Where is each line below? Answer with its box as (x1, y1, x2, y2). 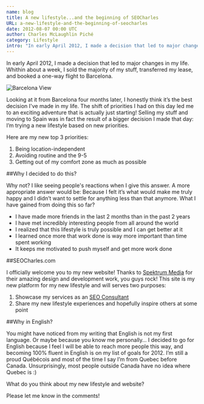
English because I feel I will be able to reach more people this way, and (6, 343, 183, 350)
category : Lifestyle (6, 37, 59, 43)
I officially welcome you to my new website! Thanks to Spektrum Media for (6, 269, 193, 276)
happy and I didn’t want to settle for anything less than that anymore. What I (6, 194, 196, 202)
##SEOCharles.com (6, 256, 56, 264)
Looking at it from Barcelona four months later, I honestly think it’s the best (6, 95, 192, 103)
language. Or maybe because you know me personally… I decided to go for (6, 336, 194, 343)
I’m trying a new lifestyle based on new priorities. (6, 122, 129, 129)
